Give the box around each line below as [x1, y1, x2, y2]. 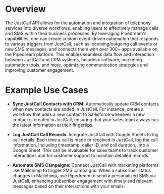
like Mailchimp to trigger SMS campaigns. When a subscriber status [12, 167, 151, 173]
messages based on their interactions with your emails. [12, 183, 125, 189]
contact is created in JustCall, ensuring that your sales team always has [12, 116, 159, 122]
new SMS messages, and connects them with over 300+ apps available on [5, 46, 158, 52]
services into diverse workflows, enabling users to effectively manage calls [5, 25, 159, 31]
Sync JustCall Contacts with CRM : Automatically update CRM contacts [12, 100, 159, 107]
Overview [5, 3, 46, 15]
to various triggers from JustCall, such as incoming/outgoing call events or [5, 41, 158, 47]
